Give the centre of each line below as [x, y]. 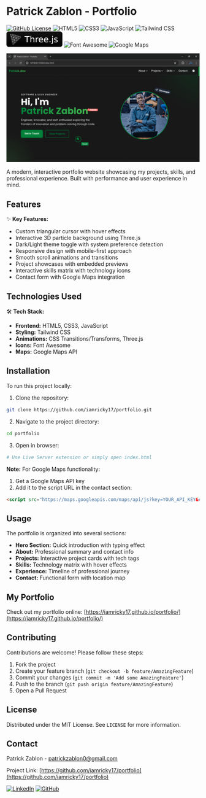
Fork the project [36, 664]
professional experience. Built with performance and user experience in [97, 179]
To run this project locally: [39, 385]
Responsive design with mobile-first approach [73, 251]
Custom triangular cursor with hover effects [70, 231]
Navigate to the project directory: [57, 421]
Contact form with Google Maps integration [70, 277]
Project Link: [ [24, 770]
